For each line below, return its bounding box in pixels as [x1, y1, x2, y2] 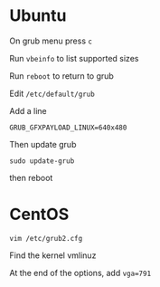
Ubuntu [9, 5, 67, 26]
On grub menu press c [9, 35, 93, 46]
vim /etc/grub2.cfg [9, 234, 83, 243]
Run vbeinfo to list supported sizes [9, 53, 139, 63]
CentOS [9, 205, 70, 225]
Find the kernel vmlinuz [9, 250, 97, 261]
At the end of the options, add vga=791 [9, 267, 152, 278]
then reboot [9, 172, 53, 183]
